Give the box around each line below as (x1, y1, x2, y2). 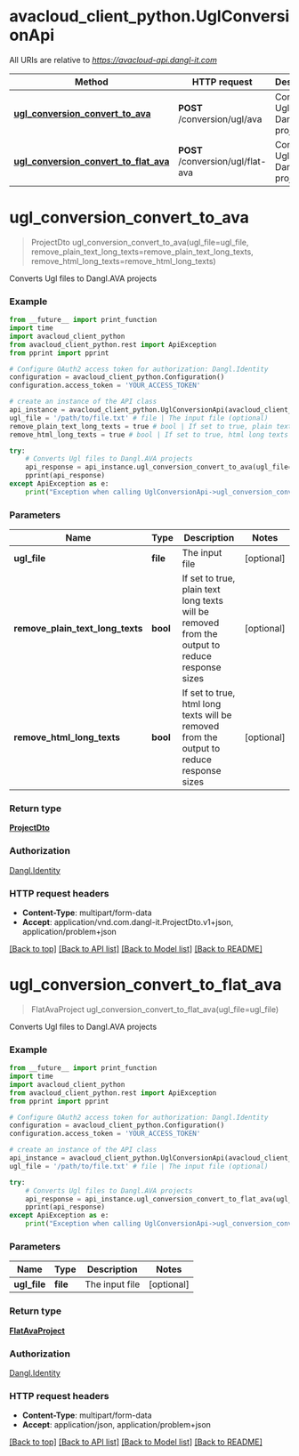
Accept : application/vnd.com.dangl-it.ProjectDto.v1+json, (21, 916, 234, 927)
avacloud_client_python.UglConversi (9, 6, 290, 27)
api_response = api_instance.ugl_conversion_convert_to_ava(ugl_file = (25, 463, 293, 472)
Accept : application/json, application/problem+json (21, 1420, 212, 1430)
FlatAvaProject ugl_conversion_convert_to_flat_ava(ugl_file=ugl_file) (30, 1003, 279, 1015)
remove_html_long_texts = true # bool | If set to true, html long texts (9, 430, 289, 439)
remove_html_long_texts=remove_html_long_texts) (30, 255, 216, 266)
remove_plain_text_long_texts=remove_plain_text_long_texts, (30, 246, 254, 257)
